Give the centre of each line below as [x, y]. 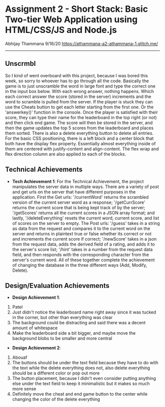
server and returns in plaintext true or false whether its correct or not [82, 234]
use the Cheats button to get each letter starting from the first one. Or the [79, 107]
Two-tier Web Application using [71, 19]
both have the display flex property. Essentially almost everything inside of [81, 143]
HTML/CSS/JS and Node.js [61, 30]
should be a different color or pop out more [56, 373]
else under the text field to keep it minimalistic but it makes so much [81, 384]
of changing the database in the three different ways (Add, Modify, [80, 265]
